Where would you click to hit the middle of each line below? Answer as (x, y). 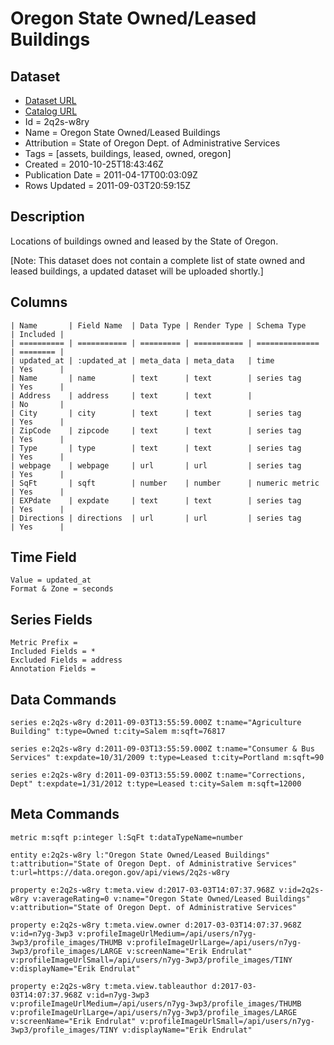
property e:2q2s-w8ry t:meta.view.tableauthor (109, 986)
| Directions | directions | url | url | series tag (156, 518)
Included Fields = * (53, 652)
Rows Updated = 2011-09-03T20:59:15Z (108, 185)
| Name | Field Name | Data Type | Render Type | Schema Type (158, 325)
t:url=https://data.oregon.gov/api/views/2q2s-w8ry (120, 872)
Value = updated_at (51, 580)
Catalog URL (51, 111)
